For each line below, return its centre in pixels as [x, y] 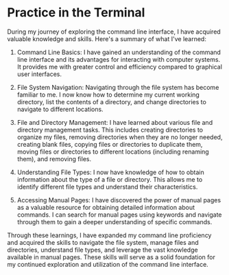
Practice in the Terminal [76, 13]
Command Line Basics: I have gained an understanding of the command [119, 52]
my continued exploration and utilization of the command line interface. [108, 264]
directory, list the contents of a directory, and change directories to [112, 101]
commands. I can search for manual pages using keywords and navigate [119, 215]
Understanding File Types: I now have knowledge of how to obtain [110, 172]
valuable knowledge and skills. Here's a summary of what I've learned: [107, 38]
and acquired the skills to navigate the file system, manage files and [103, 242]
